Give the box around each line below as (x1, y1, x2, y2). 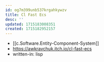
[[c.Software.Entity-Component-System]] (12, 40, 99, 46)
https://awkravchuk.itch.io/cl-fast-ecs (12, 46, 92, 52)
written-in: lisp (12, 51, 43, 57)
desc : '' (5, 17, 24, 22)
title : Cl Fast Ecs (5, 12, 47, 17)
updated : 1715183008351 (5, 21, 56, 27)
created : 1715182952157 (5, 26, 56, 32)
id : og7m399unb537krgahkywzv (5, 7, 67, 13)
